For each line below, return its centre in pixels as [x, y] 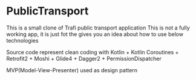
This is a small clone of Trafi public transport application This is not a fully [98, 28]
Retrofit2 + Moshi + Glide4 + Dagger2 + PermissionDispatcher [84, 58]
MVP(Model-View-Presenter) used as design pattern [72, 70]
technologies [22, 40]
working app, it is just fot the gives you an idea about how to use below [95, 34]
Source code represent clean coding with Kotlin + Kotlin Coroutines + [93, 52]
